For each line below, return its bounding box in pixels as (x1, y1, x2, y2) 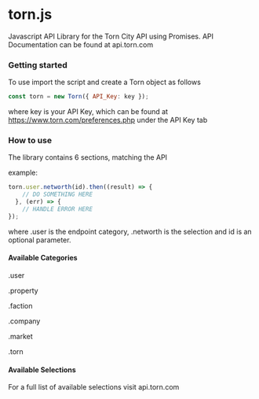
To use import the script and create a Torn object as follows (8, 77, 202, 87)
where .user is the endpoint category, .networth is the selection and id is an (8, 227, 253, 236)
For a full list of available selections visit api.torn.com (8, 382, 180, 392)
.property (8, 286, 38, 295)
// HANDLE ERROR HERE (22, 205, 93, 213)
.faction (8, 301, 33, 310)
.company (8, 316, 41, 326)
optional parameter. (8, 235, 71, 245)
